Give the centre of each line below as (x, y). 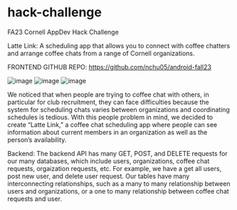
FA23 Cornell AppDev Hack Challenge (63, 32)
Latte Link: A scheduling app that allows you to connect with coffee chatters (119, 45)
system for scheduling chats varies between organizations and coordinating (118, 109)
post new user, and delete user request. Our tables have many (99, 176)
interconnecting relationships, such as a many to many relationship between (119, 183)
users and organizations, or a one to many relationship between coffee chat (118, 191)
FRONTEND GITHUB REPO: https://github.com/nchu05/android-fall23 (110, 67)
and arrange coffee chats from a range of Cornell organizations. (101, 53)
